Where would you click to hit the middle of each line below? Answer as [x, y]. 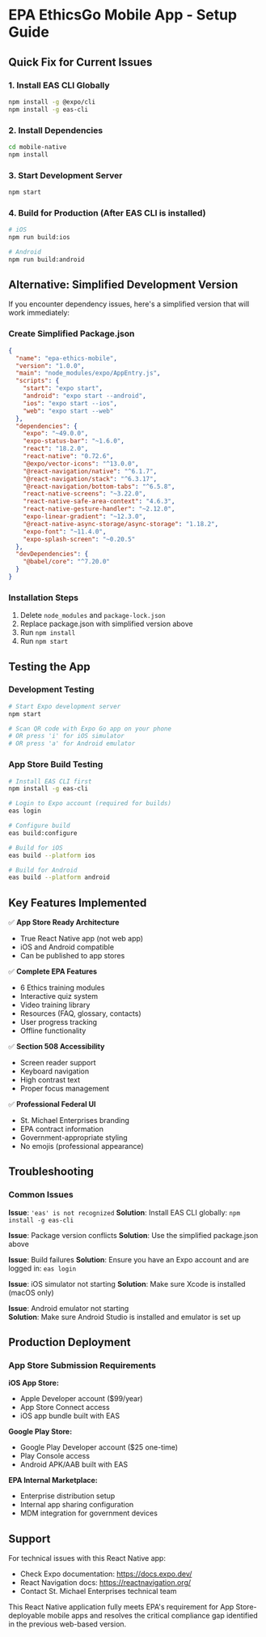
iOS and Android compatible [67, 947]
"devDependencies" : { [52, 554]
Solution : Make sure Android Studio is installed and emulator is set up [125, 1317]
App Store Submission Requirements [82, 1365]
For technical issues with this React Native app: [87, 1558]
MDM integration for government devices [89, 1513]
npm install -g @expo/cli [52, 102]
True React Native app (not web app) [82, 939]
